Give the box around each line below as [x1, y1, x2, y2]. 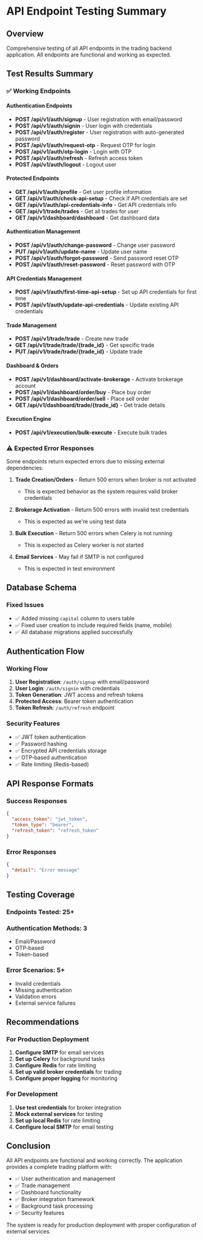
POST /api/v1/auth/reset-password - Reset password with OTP [15, 260, 176, 268]
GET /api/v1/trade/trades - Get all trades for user [15, 207, 139, 215]
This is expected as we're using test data [24, 518, 127, 525]
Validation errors [15, 992, 57, 1000]
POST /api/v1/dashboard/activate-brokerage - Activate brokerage [15, 375, 184, 383]
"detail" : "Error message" [12, 867, 80, 873]
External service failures [15, 999, 76, 1006]
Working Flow [6, 665, 48, 673]
